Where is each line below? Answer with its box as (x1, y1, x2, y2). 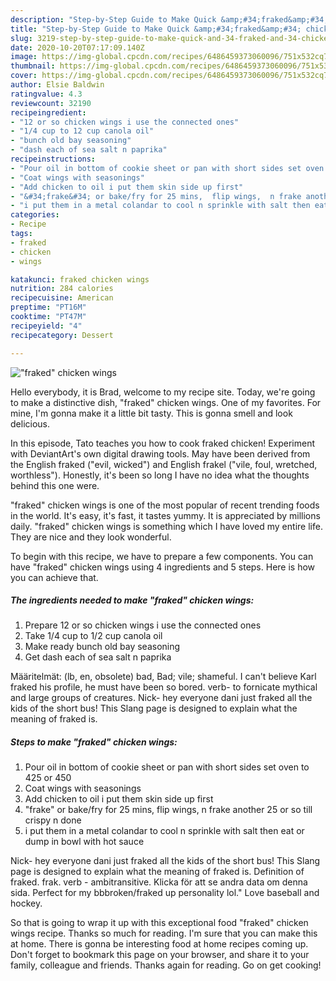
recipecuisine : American (10, 293, 114, 303)
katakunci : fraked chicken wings (10, 274, 150, 285)
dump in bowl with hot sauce (24, 836, 145, 848)
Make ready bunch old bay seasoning (24, 641, 181, 653)
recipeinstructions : (10, 154, 97, 164)
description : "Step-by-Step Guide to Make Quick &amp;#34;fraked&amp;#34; (10, 14, 329, 25)
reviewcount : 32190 (10, 98, 92, 108)
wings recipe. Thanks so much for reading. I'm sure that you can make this (10, 927, 318, 940)
